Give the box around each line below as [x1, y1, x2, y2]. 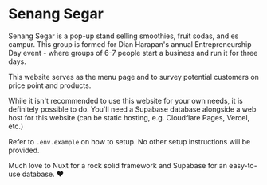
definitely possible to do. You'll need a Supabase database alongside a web [8, 104, 257, 114]
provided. [8, 145, 40, 155]
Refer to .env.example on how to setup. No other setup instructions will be [8, 136, 251, 146]
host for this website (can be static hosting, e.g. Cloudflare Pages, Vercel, [8, 112, 250, 122]
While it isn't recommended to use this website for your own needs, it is [8, 96, 243, 105]
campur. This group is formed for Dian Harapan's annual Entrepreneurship [8, 39, 253, 49]
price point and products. [8, 81, 92, 90]
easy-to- [228, 160, 257, 170]
